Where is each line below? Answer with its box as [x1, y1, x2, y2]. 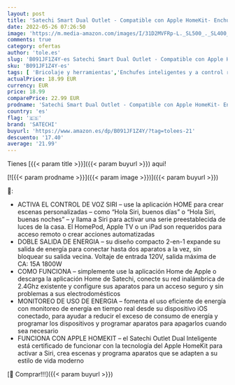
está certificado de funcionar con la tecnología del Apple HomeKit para [17, 342, 222, 350]
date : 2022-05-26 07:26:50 [7, 23, 86, 30]
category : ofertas [7, 43, 61, 50]
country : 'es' [7, 108, 49, 115]
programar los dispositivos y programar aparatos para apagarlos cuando [17, 319, 227, 328]
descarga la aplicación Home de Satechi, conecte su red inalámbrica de [17, 274, 225, 283]
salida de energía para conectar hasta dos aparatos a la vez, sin [17, 245, 201, 253]
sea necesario [17, 327, 59, 335]
